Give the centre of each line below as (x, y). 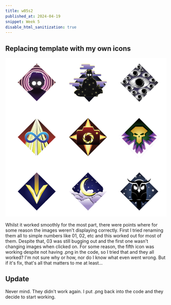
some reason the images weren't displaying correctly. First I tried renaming (84, 230)
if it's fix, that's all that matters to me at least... (54, 263)
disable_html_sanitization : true (41, 27)
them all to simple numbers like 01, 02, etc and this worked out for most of (83, 235)
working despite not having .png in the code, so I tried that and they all (80, 252)
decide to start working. (30, 297)
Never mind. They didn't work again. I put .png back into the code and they (84, 291)
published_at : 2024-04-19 (33, 16)
